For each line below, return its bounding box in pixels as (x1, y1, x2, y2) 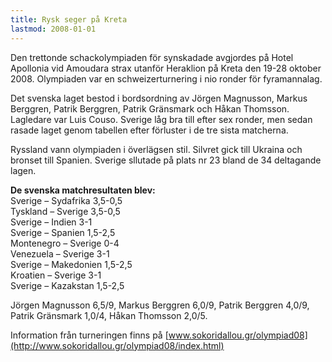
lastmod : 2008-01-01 (10, 24, 97, 34)
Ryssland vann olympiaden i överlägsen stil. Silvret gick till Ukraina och (10, 143, 303, 155)
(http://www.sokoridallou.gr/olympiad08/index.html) (10, 339, 225, 351)
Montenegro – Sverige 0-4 (10, 237, 120, 249)
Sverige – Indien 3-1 (10, 216, 93, 228)
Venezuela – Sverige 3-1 (10, 247, 110, 260)
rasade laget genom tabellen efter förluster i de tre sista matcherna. (10, 124, 289, 136)
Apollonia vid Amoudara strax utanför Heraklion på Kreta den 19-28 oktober (10, 62, 322, 74)
